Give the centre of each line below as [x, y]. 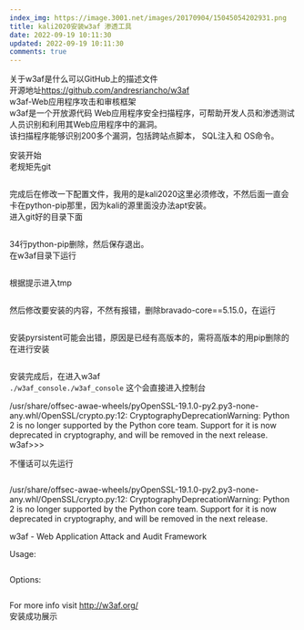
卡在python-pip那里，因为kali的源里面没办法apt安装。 [111, 205]
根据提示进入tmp [41, 283]
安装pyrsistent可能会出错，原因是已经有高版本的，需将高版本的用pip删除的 [149, 337]
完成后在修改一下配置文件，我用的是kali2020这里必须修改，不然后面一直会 [149, 194]
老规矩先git [30, 167]
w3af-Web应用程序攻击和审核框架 [73, 102]
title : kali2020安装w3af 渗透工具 [71, 26]
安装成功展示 [33, 616]
